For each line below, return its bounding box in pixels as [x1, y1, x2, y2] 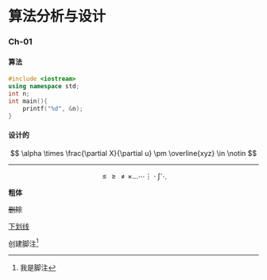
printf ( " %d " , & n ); [22, 104, 83, 112]
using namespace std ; [8, 83, 80, 91]
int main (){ [8, 97, 48, 105]
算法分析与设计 [8, 7, 106, 25]
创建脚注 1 [8, 237, 39, 248]
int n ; [8, 90, 30, 98]
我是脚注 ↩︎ [19, 263, 56, 273]
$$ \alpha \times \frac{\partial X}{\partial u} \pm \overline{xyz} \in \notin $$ [10, 148, 257, 157]
